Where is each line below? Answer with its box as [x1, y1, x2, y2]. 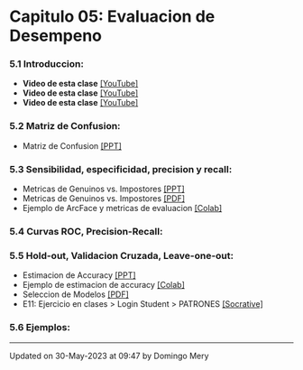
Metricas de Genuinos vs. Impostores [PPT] [22, 183, 185, 195]
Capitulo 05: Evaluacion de [9, 6, 216, 27]
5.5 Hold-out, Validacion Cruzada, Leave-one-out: [9, 249, 234, 262]
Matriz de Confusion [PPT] [22, 140, 122, 151]
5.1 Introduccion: [9, 58, 84, 70]
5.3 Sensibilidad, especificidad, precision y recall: [9, 162, 233, 175]
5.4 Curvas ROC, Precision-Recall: [9, 226, 163, 237]
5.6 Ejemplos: [9, 321, 70, 334]
